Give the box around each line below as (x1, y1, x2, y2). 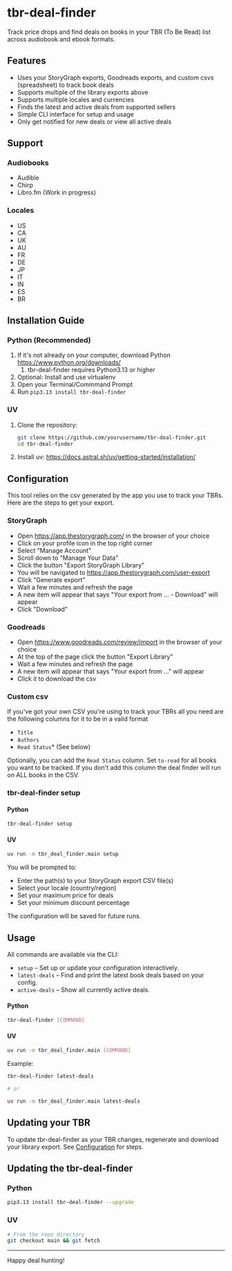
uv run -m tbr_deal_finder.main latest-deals (7, 1098, 140, 1105)
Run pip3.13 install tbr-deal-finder (17, 388, 126, 396)
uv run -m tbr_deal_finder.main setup (7, 851, 119, 857)
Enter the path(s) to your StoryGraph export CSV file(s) (17, 877, 174, 885)
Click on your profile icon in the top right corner (17, 539, 153, 547)
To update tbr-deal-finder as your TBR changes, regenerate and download (7, 1135, 219, 1143)
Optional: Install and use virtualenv (17, 373, 116, 381)
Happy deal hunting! (7, 1257, 65, 1265)
